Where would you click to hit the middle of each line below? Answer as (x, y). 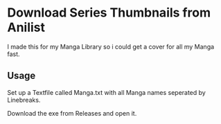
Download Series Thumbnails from (109, 13)
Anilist (26, 27)
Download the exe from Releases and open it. (72, 113)
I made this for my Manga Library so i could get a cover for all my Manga (111, 46)
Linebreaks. (24, 100)
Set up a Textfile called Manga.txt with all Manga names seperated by (106, 92)
